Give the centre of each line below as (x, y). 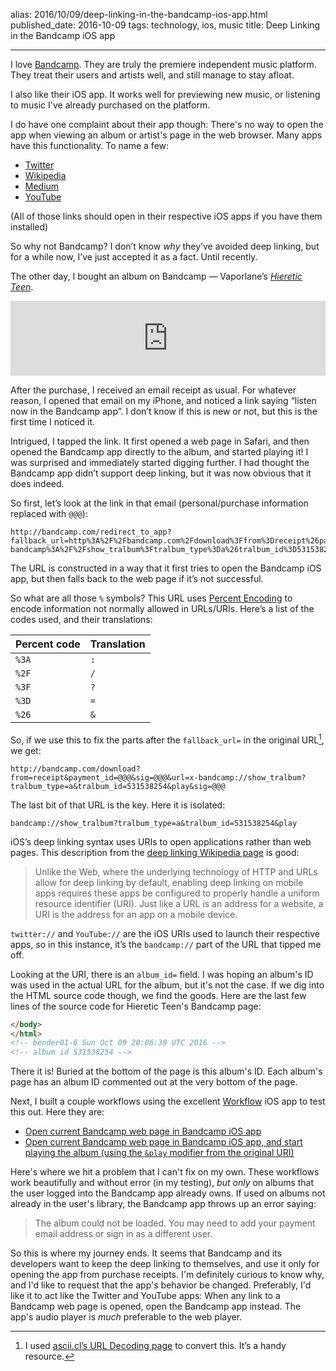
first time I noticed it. (53, 422)
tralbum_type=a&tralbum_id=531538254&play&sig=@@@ (118, 786)
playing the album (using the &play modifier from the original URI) (159, 1153)
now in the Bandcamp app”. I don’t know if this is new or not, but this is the (164, 411)
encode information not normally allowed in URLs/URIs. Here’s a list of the (162, 608)
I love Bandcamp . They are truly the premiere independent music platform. (163, 64)
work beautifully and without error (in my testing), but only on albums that (162, 1183)
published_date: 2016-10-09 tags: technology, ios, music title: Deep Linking (165, 25)
